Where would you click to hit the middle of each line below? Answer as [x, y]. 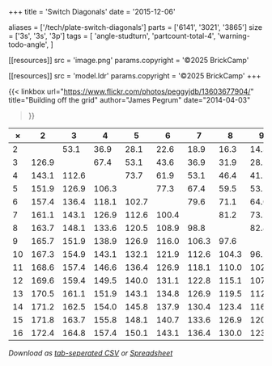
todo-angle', [29, 44]
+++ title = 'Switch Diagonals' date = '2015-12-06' [92, 12]
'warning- [234, 36]
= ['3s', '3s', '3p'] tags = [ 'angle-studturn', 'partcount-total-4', [112, 36]
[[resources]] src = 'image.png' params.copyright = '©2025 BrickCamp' [129, 60]
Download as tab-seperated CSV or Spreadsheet [91, 353]
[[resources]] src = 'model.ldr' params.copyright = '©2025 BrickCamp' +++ [135, 76]
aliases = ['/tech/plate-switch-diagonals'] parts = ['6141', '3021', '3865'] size [136, 27]
